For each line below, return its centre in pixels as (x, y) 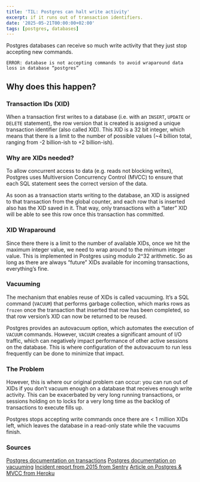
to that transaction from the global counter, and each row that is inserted (96, 202)
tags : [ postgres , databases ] (43, 29)
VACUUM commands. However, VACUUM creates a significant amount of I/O (94, 334)
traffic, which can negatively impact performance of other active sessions (97, 340)
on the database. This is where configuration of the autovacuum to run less (99, 347)
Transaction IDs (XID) (38, 104)
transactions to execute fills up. (45, 408)
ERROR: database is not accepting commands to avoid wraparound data (95, 63)
